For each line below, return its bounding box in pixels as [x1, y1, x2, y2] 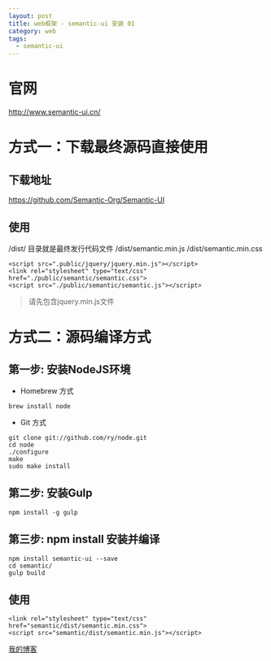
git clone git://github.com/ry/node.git [8, 433, 148, 441]
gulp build [8, 568, 46, 577]
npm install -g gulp [8, 508, 79, 516]
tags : [8, 34, 27, 43]
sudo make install [8, 462, 71, 470]
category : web [8, 27, 57, 35]
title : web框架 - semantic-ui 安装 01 [8, 20, 136, 28]
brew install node [8, 402, 71, 411]
